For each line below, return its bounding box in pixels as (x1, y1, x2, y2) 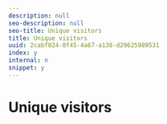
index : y (8, 49, 38, 57)
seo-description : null (8, 19, 84, 27)
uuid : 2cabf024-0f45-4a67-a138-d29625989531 (8, 42, 160, 50)
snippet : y (8, 64, 45, 72)
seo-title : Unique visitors (8, 26, 103, 34)
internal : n (8, 57, 48, 65)
